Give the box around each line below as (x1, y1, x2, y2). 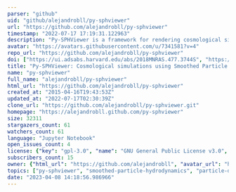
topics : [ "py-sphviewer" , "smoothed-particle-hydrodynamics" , (7, 167, 193, 174)
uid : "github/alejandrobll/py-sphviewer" (7, 17, 131, 24)
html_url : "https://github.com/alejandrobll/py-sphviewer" (7, 82, 184, 89)
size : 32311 (7, 115, 42, 122)
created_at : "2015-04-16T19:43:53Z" (7, 89, 114, 96)
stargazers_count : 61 (7, 121, 71, 129)
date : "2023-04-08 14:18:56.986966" (7, 174, 114, 181)
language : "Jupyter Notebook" (7, 134, 96, 141)
